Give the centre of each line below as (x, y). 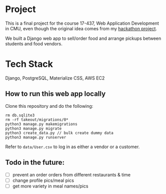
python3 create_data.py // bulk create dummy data (59, 133)
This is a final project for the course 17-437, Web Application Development (82, 23)
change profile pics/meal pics (43, 180)
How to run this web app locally (55, 94)
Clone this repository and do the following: (49, 106)
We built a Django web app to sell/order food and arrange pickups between (83, 38)
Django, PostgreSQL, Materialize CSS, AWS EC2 (55, 78)
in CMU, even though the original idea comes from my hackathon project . (81, 28)
